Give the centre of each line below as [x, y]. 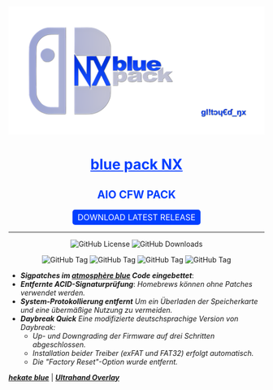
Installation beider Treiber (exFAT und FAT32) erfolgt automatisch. [143, 353]
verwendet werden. [52, 292]
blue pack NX [136, 165]
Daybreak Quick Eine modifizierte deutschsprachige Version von [129, 318]
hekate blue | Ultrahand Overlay [64, 377]
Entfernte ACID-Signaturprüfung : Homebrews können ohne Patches [136, 284]
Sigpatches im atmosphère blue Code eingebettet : [107, 275]
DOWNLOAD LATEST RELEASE [136, 217]
